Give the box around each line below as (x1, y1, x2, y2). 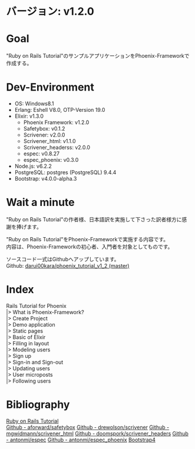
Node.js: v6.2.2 (14, 162, 52, 170)
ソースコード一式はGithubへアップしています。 (6, 256, 120, 262)
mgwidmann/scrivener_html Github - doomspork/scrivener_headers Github (6, 430, 189, 437)
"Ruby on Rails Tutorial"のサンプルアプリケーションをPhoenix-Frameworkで (6, 52, 190, 59)
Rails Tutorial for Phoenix (6, 302, 67, 309)
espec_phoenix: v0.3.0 (23, 157, 79, 164)
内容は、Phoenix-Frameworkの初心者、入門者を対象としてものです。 (6, 243, 173, 250)
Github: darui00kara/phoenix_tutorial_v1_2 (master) (6, 262, 130, 269)
